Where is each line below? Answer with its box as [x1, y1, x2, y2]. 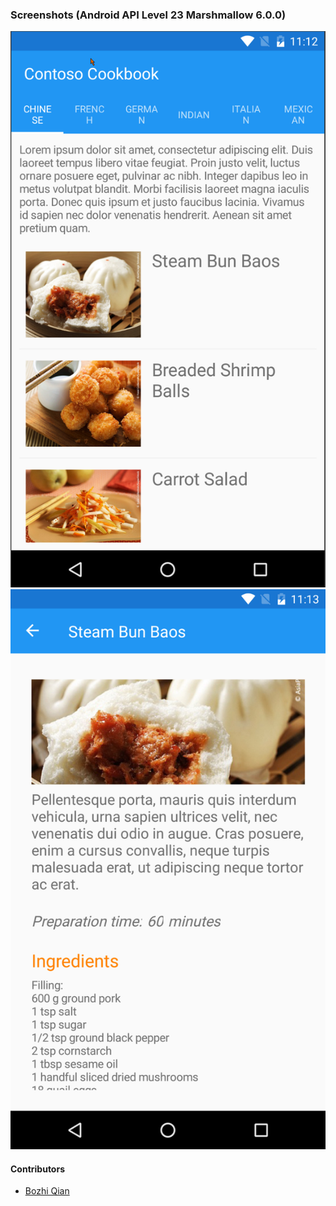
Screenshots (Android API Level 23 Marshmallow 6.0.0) [10, 8, 287, 22]
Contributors [10, 1163, 66, 1175]
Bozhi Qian [24, 1185, 70, 1197]
